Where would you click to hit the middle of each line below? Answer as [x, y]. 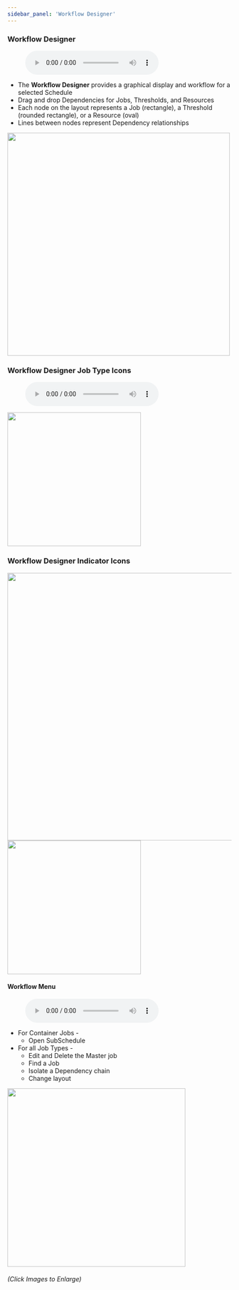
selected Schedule [45, 92]
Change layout [49, 1078]
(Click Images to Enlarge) [44, 1279]
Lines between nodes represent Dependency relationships [103, 123]
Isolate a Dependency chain [69, 1070]
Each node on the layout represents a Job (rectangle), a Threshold [115, 107]
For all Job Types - [45, 1048]
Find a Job [44, 1063]
